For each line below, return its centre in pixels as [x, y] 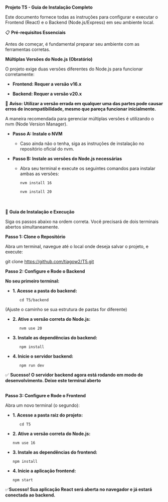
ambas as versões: [39, 174]
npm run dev [32, 366]
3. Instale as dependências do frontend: [55, 452]
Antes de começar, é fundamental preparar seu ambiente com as [72, 44]
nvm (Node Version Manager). [36, 124]
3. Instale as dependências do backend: [55, 338]
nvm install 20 [36, 192]
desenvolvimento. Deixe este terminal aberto [53, 380]
